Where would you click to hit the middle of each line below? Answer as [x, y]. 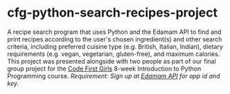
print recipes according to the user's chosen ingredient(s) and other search [115, 39]
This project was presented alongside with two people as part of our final [112, 61]
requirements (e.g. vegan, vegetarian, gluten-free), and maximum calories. [114, 54]
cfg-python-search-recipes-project [113, 13]
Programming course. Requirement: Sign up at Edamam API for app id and [114, 76]
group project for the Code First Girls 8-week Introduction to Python [104, 68]
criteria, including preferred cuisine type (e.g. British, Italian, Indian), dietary [115, 46]
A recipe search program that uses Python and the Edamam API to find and [114, 32]
